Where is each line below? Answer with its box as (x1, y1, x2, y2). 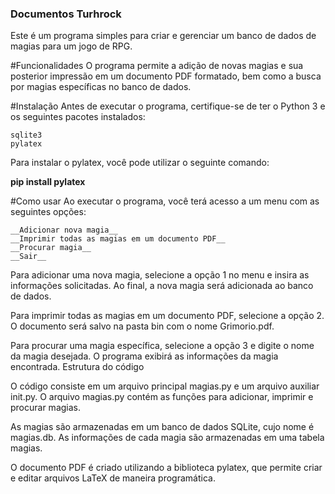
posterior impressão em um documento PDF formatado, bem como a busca (10, 70, 322, 82)
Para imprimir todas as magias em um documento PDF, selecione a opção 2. (10, 310, 325, 322)
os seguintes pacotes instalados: (10, 111, 146, 123)
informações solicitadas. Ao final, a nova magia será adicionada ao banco (10, 280, 314, 292)
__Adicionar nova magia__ (10, 225, 118, 236)
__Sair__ (10, 252, 47, 262)
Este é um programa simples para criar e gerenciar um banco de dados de (10, 30, 317, 42)
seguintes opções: (10, 206, 87, 218)
